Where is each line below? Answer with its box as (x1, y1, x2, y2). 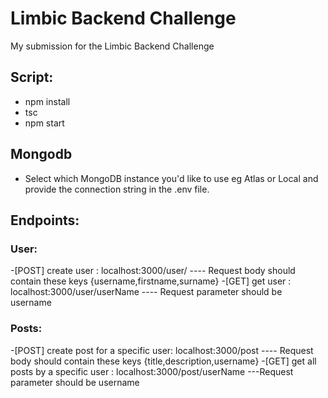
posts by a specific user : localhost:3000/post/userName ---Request (10, 365, 294, 377)
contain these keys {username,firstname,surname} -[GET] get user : (10, 275, 292, 287)
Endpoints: (10, 212, 80, 229)
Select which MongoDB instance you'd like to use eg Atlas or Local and (24, 172, 319, 184)
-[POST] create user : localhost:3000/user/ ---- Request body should (10, 265, 296, 277)
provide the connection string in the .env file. (24, 183, 210, 195)
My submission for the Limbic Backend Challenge (10, 40, 215, 52)
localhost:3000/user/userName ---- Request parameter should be (10, 286, 283, 298)
